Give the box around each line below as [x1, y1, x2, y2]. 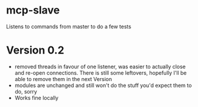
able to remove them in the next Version [14, 75, 112, 82]
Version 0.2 [6, 44, 64, 57]
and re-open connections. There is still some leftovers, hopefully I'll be [14, 69, 187, 76]
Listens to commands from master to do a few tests [6, 23, 132, 30]
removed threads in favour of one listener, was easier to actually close [14, 63, 186, 70]
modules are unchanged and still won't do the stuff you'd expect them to [14, 82, 192, 89]
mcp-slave [6, 4, 60, 17]
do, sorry [14, 88, 37, 95]
